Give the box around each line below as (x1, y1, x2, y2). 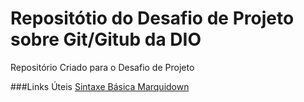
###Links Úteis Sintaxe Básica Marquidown (10, 80, 190, 92)
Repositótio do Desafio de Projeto (10, 7, 295, 30)
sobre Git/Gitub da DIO (10, 28, 202, 51)
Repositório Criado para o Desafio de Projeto (10, 61, 195, 73)
